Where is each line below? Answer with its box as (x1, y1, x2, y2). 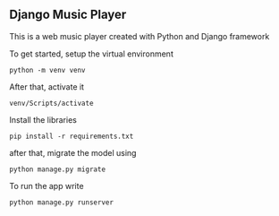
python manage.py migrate (9, 165, 106, 174)
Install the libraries (9, 114, 78, 125)
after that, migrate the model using (9, 147, 137, 158)
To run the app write (9, 180, 84, 191)
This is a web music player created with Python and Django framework (9, 30, 270, 41)
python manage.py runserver (9, 197, 114, 207)
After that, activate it (9, 81, 85, 92)
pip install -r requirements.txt (9, 132, 134, 141)
